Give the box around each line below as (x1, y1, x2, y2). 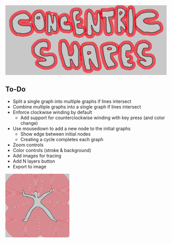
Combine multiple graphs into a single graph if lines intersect (12, 104, 141, 110)
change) (20, 120, 38, 126)
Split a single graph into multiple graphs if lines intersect (12, 98, 132, 104)
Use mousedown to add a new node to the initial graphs (12, 125, 131, 132)
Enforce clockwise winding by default (12, 109, 92, 116)
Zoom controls (12, 142, 44, 148)
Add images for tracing (12, 153, 61, 159)
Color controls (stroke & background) (12, 147, 91, 153)
